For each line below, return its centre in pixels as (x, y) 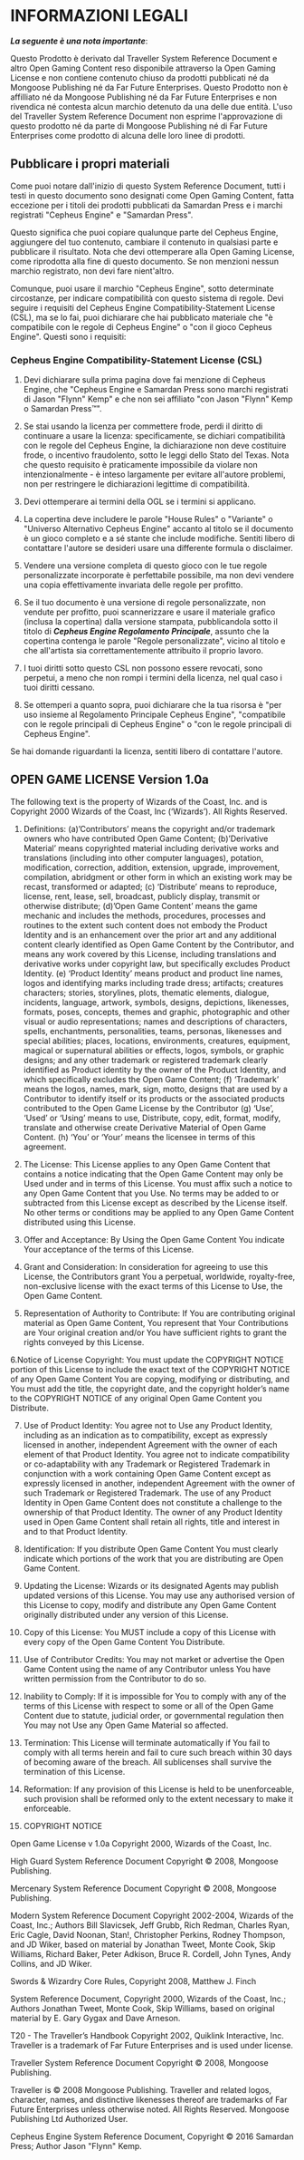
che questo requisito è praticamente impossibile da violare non (140, 465)
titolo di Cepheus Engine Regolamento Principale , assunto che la (146, 632)
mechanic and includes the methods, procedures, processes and (144, 915)
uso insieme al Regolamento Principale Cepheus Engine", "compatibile (154, 715)
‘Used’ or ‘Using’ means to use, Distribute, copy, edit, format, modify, (152, 1118)
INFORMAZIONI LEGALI (100, 16)
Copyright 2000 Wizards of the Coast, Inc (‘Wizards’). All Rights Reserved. (149, 811)
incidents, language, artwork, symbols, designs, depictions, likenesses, (156, 1002)
